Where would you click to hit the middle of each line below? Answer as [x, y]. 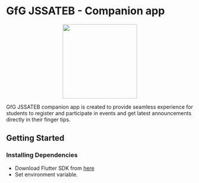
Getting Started [35, 138]
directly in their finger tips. [38, 119]
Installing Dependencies [42, 155]
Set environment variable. [46, 174]
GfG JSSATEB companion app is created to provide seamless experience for [99, 107]
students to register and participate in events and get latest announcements [99, 113]
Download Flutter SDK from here [55, 168]
